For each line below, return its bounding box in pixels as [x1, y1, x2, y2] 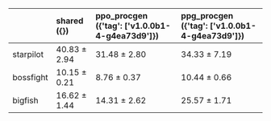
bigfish [12, 95, 39, 106]
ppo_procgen [95, 10, 148, 21]
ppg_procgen [181, 10, 234, 21]
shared [56, 15, 84, 26]
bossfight [12, 72, 48, 83]
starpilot [12, 49, 44, 59]
